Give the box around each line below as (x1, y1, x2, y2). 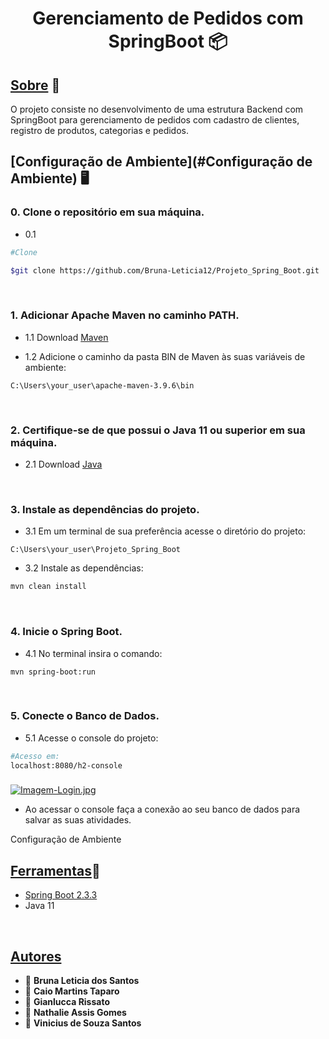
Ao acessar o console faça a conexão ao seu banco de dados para (24, 803, 301, 816)
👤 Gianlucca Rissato (24, 996, 111, 1008)
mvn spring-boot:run (10, 667, 97, 677)
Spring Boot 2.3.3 (24, 889, 98, 901)
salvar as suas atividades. (24, 814, 132, 826)
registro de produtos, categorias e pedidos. (10, 125, 189, 136)
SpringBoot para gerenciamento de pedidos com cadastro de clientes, (10, 114, 300, 126)
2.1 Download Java (24, 458, 103, 471)
